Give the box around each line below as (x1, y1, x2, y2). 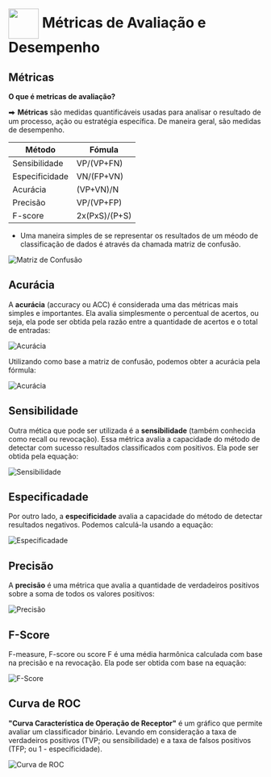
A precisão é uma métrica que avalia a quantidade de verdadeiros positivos (8, 580, 260, 590)
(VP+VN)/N (76, 184, 119, 195)
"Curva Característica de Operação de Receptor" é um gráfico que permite (8, 718, 263, 728)
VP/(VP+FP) (76, 197, 123, 208)
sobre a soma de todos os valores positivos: (8, 589, 155, 599)
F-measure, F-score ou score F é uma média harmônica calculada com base (8, 650, 263, 659)
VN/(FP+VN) (76, 171, 123, 181)
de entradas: (8, 325, 51, 334)
